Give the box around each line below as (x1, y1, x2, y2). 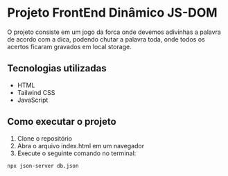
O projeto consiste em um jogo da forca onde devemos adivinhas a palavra (7, 28, 222, 36)
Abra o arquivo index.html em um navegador (17, 141, 144, 150)
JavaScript (17, 96, 49, 104)
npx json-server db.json (7, 162, 79, 169)
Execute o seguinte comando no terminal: (17, 149, 137, 157)
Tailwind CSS (17, 88, 55, 96)
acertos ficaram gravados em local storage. (7, 42, 132, 51)
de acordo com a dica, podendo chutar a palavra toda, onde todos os (7, 35, 206, 43)
